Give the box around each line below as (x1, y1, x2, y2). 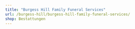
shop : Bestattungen (5, 16, 46, 21)
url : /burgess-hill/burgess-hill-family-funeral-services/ (5, 12, 131, 17)
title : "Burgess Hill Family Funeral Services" (5, 7, 106, 12)
